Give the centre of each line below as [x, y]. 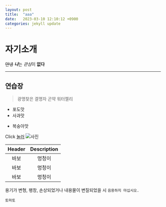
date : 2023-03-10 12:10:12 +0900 [42, 19]
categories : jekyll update [33, 24]
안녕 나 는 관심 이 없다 [25, 64]
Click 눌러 [15, 136]
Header [17, 149]
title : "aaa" [20, 14]
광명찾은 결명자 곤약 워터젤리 [45, 99]
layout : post [19, 10]
